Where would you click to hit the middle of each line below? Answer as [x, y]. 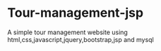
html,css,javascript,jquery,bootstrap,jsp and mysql [80, 39]
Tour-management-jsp [75, 13]
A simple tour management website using [68, 32]
